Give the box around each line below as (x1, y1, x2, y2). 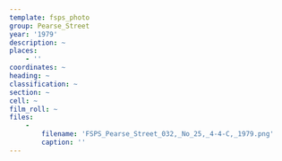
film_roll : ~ (9, 105, 58, 114)
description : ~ (9, 38, 66, 47)
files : (9, 113, 34, 122)
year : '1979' (9, 30, 58, 38)
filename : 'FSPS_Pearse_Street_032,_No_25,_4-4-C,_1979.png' (41, 130, 275, 139)
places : (9, 47, 38, 55)
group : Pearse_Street (9, 21, 90, 30)
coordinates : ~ (9, 64, 66, 72)
